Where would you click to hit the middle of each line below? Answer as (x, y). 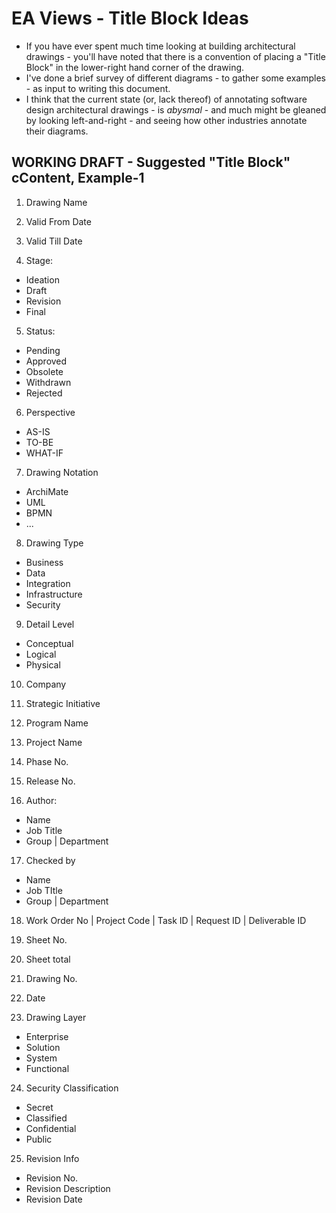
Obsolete (44, 371)
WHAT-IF (44, 453)
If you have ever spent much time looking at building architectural (160, 46)
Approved (46, 361)
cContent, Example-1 (78, 178)
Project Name (54, 742)
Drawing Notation (62, 472)
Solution (43, 1047)
